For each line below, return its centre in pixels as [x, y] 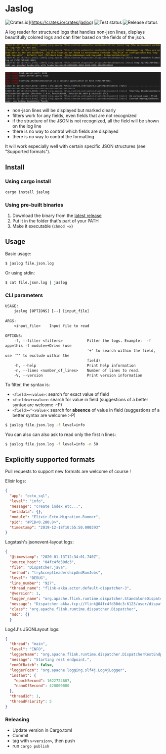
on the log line [27, 126]
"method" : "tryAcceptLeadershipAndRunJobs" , [56, 573]
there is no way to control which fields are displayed [65, 131]
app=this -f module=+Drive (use [38, 346]
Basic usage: [18, 254]
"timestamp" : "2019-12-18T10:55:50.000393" [55, 527]
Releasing [17, 719]
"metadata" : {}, [26, 512]
